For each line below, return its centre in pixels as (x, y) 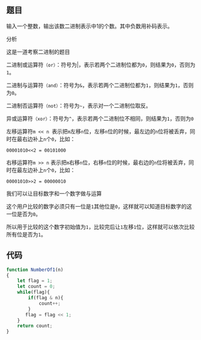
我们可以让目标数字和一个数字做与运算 (54, 193)
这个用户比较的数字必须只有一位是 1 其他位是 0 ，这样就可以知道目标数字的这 (99, 206)
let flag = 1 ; (35, 281)
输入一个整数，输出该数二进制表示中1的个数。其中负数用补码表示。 (90, 26)
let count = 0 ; (36, 287)
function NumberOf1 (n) (35, 270)
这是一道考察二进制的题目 (38, 52)
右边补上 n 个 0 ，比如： (49, 139)
